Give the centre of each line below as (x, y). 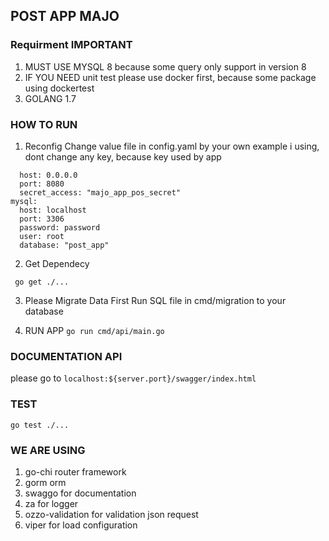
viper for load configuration (81, 525)
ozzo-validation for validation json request (111, 514)
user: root (42, 236)
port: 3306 (42, 219)
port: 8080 (42, 184)
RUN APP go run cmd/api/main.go (94, 330)
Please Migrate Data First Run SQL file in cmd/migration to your (155, 300)
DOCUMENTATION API (66, 356)
